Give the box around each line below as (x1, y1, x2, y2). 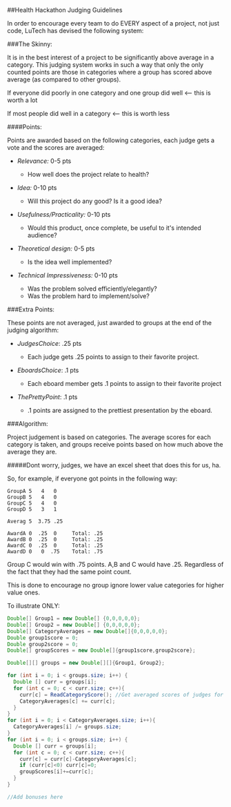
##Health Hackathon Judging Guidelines (7, 6, 123, 14)
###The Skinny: (7, 40, 53, 48)
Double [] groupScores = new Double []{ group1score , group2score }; (7, 647, 196, 654)
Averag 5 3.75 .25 (7, 518, 63, 525)
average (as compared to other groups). (7, 75, 121, 84)
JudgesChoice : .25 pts (17, 340, 82, 347)
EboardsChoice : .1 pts (17, 366, 79, 374)
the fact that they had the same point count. (7, 567, 132, 576)
